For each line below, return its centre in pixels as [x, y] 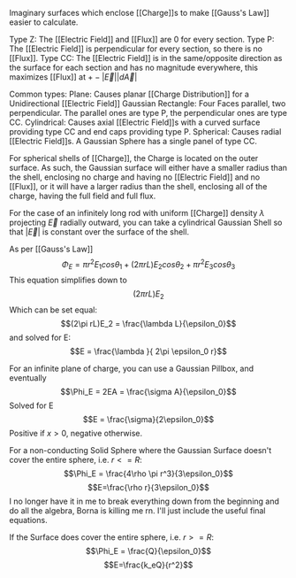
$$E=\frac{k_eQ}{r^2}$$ [148, 565]
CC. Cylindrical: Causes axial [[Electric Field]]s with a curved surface [135, 122]
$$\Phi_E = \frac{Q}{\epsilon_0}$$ [148, 551]
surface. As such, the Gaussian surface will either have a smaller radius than [148, 168]
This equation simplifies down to [68, 280]
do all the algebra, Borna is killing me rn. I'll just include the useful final [138, 511]
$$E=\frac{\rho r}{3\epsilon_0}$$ [148, 488]
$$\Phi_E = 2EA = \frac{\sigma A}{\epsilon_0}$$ [148, 392]
